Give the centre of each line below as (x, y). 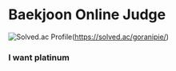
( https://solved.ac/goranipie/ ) (120, 37)
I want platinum (39, 57)
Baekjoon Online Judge (87, 15)
